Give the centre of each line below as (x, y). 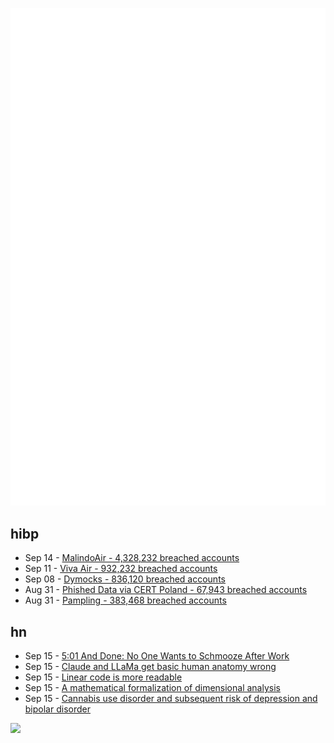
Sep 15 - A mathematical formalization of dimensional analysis (152, 688)
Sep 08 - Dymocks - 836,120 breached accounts (125, 579)
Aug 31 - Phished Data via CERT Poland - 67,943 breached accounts (166, 590)
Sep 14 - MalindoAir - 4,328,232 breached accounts (132, 558)
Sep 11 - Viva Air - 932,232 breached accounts (121, 569)
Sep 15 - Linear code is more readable (103, 677)
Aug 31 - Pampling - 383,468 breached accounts (125, 600)
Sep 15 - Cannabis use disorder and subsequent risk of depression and (171, 699)
